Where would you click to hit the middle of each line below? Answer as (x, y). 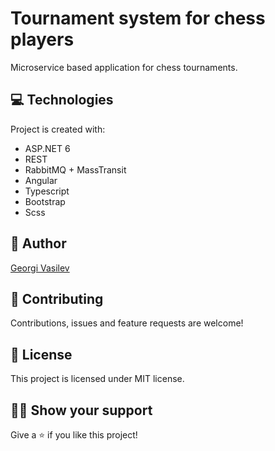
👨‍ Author (38, 243)
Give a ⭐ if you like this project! (74, 435)
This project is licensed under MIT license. (97, 379)
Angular (41, 180)
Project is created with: (58, 129)
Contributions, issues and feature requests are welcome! (127, 323)
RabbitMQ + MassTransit (75, 169)
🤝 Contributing (57, 298)
